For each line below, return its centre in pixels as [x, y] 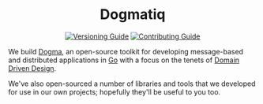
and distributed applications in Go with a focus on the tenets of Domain [124, 60]
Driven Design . [32, 68]
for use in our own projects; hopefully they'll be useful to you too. [115, 91]
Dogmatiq [133, 15]
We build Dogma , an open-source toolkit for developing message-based [126, 51]
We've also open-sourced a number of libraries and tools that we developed [132, 84]
